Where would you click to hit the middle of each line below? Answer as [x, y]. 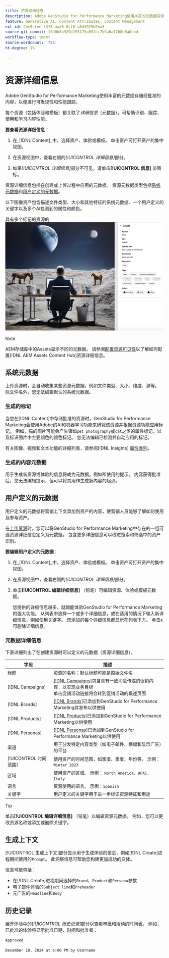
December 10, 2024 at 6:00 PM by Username [50, 950]
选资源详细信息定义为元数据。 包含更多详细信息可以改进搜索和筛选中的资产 [83, 534]
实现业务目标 [80, 687]
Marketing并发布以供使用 [79, 708]
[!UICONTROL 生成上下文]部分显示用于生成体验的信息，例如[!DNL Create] [82, 853]
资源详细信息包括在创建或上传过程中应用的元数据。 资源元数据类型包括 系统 [83, 185]
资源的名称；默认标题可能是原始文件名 [93, 673]
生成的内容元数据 [26, 462]
